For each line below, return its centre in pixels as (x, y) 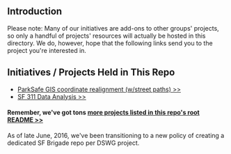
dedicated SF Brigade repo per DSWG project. (73, 143)
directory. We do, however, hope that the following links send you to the (110, 43)
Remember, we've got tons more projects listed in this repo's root (103, 113)
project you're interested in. (47, 50)
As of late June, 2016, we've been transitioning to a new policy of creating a (116, 135)
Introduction (35, 11)
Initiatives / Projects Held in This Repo (91, 72)
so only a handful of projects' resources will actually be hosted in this (106, 36)
